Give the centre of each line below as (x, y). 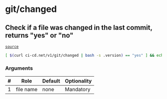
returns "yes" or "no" (39, 35)
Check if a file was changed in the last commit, (79, 28)
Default (51, 81)
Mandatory (78, 90)
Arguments (19, 68)
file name (27, 90)
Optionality (78, 81)
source (12, 47)
